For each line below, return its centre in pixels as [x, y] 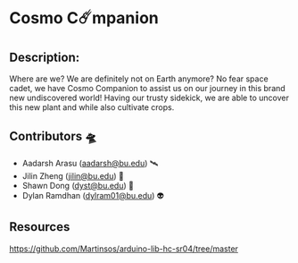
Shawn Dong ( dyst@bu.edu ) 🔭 [78, 185]
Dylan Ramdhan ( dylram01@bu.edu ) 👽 [93, 195]
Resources [40, 227]
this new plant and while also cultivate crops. [92, 107]
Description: [45, 57]
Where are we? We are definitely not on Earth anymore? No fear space [139, 79]
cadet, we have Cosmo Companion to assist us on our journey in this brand [147, 88]
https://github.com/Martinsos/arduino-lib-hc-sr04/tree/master [124, 249]
